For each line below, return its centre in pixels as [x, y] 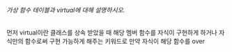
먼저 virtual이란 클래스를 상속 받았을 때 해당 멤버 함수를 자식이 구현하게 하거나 [112, 33]
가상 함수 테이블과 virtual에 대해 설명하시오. [66, 10]
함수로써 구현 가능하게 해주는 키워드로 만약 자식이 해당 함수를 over [115, 42]
